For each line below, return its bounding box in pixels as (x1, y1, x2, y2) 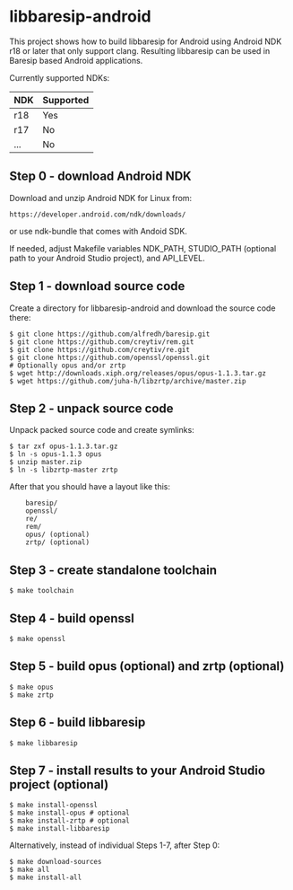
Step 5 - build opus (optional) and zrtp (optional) (9, 658, 285, 674)
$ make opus (9, 683, 54, 692)
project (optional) (9, 777, 109, 792)
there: (9, 312, 31, 322)
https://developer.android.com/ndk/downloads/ (9, 209, 186, 219)
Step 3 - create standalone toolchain (9, 562, 218, 577)
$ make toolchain (9, 586, 74, 595)
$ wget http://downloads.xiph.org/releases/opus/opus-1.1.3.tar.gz (9, 368, 267, 378)
